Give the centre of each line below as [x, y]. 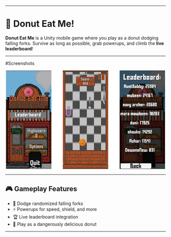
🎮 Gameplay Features [41, 189]
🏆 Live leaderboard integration [46, 217]
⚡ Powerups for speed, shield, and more [55, 210]
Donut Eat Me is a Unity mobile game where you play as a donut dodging [82, 38]
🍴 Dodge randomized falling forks [48, 203]
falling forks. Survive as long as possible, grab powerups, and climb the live [85, 43]
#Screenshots [20, 63]
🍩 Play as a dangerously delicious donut [54, 224]
